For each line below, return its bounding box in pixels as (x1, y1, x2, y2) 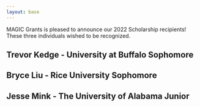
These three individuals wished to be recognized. (6, 32, 131, 40)
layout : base (6, 9, 40, 15)
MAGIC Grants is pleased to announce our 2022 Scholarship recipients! (6, 26, 187, 33)
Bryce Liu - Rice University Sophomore (6, 71, 157, 81)
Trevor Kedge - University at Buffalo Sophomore (6, 50, 194, 60)
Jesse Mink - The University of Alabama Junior (6, 91, 190, 101)
